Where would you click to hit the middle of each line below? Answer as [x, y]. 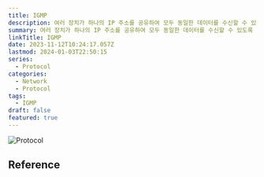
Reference [34, 165]
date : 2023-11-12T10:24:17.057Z [61, 45]
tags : [17, 96]
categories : [28, 74]
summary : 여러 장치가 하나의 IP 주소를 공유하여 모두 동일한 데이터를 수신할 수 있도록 [131, 30]
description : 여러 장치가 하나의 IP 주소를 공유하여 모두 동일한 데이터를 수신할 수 [128, 23]
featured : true [33, 118]
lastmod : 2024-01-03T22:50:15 [58, 52]
